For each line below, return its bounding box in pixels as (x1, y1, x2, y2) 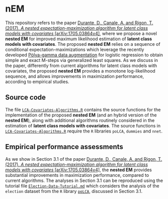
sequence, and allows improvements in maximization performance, (5, 73, 144, 79)
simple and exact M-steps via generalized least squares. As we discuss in (5, 57, 158, 63)
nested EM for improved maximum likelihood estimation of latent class (5, 36, 152, 42)
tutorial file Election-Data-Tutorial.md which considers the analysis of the (5, 182, 159, 189)
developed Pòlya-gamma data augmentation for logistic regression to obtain (5, 51, 163, 58)
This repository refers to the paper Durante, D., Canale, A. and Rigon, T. (5, 20, 153, 26)
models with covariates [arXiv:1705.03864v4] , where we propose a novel (5, 30, 157, 36)
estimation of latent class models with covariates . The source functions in (5, 122, 161, 128)
